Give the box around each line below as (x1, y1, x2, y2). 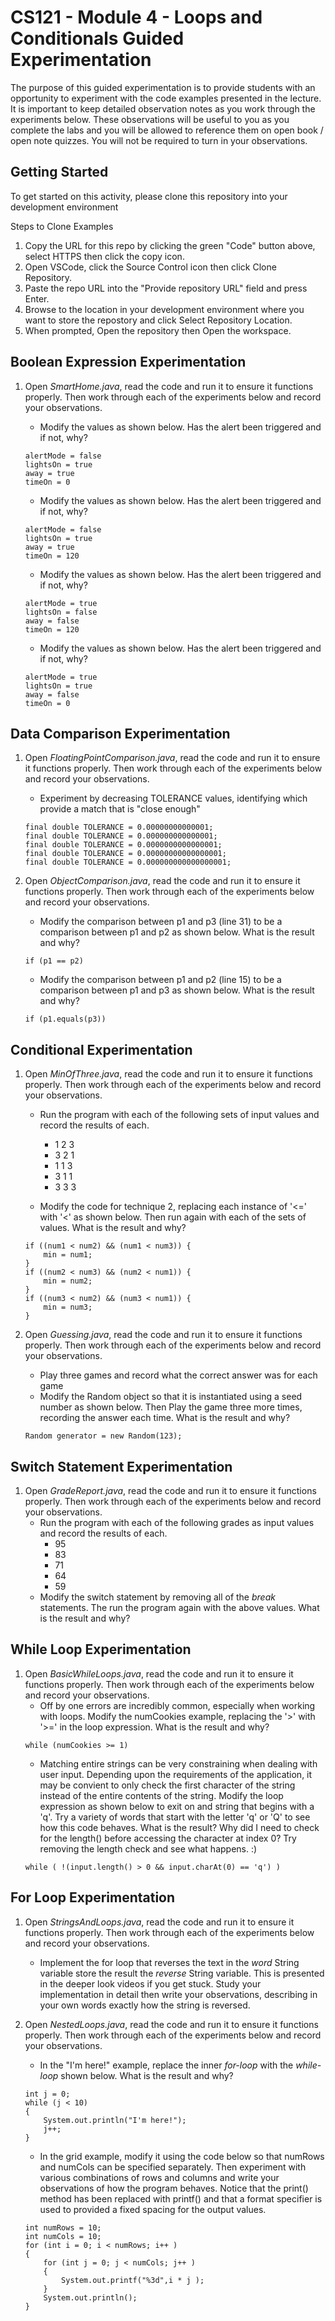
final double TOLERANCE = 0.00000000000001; (24, 822, 214, 833)
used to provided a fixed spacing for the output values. (39, 2203, 267, 2215)
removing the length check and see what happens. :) (39, 1842, 258, 1855)
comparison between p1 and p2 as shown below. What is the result (39, 926, 315, 938)
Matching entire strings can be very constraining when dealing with (39, 1757, 318, 1770)
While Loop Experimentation (10, 1641, 192, 1658)
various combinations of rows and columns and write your (39, 2171, 280, 2183)
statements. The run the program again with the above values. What (39, 1602, 320, 1613)
